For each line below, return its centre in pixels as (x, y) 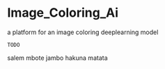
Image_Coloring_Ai (63, 13)
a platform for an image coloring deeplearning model (83, 32)
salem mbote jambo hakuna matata (57, 58)
